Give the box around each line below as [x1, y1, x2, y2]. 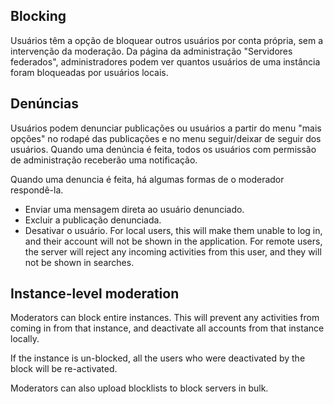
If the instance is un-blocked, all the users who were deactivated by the [10, 352, 306, 364]
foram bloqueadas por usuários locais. [10, 66, 169, 78]
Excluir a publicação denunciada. [24, 214, 162, 226]
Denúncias [10, 95, 79, 113]
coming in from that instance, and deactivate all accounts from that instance [10, 322, 325, 334]
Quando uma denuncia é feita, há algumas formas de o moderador [10, 173, 285, 185]
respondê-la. [10, 184, 64, 196]
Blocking [10, 8, 67, 25]
